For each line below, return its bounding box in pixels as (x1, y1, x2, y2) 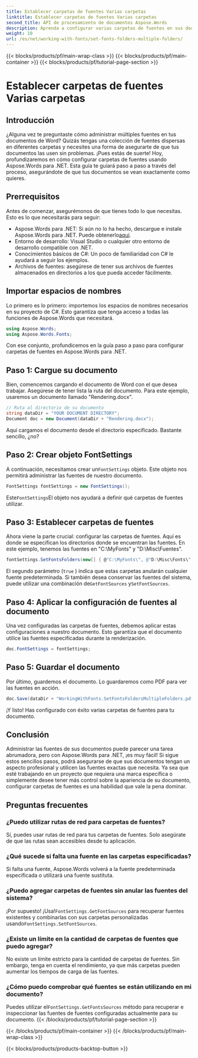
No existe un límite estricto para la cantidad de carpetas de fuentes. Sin (6, 955, 180, 962)
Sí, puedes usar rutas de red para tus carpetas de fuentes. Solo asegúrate (6, 831, 186, 838)
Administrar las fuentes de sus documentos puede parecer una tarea (6, 745, 173, 752)
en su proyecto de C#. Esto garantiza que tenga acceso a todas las (6, 308, 169, 315)
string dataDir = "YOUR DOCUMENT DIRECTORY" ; (6, 411, 120, 417)
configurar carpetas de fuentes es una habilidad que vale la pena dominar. (6, 783, 187, 790)
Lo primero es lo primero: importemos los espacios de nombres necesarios (6, 302, 189, 309)
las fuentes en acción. (6, 684, 60, 691)
